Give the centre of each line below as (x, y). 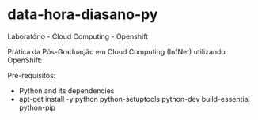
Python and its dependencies (66, 90)
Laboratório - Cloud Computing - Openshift (78, 36)
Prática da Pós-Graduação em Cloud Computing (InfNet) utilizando (117, 51)
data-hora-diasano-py (83, 15)
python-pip (37, 107)
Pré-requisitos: (32, 75)
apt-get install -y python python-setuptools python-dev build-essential (134, 99)
